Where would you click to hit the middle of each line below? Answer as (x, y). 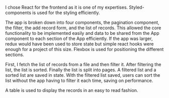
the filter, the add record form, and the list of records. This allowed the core (83, 28)
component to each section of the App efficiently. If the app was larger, (79, 38)
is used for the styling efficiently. (66, 13)
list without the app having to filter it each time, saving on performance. (79, 81)
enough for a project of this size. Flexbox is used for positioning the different (84, 49)
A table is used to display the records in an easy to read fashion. (72, 90)
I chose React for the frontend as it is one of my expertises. (67, 7)
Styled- (137, 7)
